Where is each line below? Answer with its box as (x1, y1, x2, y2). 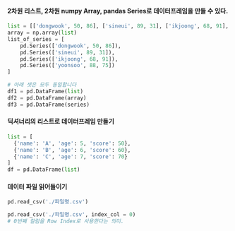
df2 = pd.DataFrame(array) (7, 94, 87, 102)
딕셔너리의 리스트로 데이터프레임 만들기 (7, 117, 114, 126)
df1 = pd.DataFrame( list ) (7, 88, 83, 95)
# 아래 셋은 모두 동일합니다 (7, 81, 77, 88)
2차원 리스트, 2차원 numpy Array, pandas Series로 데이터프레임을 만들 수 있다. (7, 6, 229, 15)
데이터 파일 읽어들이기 (7, 182, 68, 191)
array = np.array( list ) (7, 29, 78, 37)
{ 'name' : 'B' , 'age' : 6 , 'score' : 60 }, (13, 146, 131, 153)
